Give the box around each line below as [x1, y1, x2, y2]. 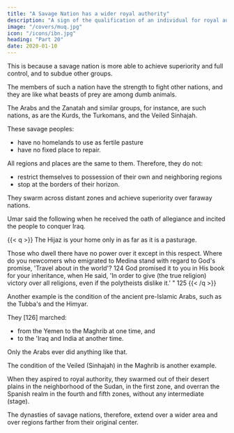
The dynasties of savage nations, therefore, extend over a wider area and [7, 411, 218, 419]
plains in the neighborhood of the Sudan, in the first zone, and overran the [7, 382, 220, 390]
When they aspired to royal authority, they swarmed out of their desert [7, 375, 210, 383]
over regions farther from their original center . [7, 418, 139, 426]
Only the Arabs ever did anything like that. [7, 348, 127, 356]
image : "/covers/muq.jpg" [7, 23, 82, 30]
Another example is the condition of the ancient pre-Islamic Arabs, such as [7, 293, 222, 300]
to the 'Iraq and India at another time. [17, 335, 124, 342]
